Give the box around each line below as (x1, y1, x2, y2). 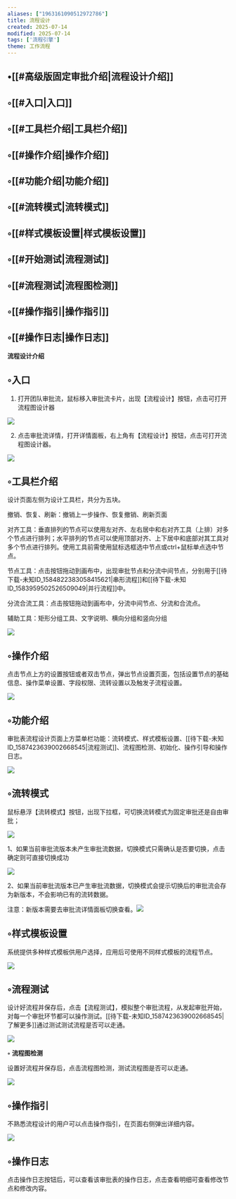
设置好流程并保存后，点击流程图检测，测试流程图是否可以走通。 (7, 1064, 192, 1072)
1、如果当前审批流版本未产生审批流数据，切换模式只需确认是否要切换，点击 (7, 844, 225, 853)
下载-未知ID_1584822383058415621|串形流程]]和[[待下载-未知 (7, 576, 187, 584)
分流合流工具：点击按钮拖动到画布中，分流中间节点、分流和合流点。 (7, 599, 204, 608)
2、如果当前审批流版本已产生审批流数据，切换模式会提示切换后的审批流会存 (7, 881, 227, 890)
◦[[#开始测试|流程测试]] (7, 254, 110, 266)
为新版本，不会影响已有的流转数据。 (7, 890, 112, 898)
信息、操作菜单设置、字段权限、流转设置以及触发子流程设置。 (7, 679, 186, 687)
